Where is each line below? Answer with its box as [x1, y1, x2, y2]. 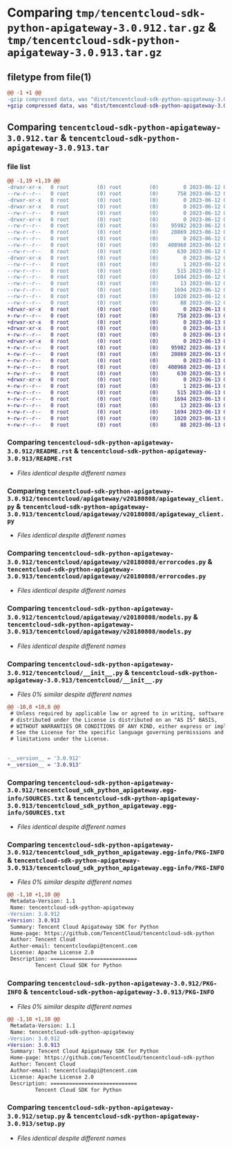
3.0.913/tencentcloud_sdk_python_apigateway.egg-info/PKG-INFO [7, 864, 224, 872]
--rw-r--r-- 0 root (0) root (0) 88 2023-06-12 [7, 299, 221, 306]
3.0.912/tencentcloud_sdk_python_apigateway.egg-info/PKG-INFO [7, 848, 224, 856]
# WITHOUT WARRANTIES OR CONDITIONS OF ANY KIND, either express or [10, 723, 212, 729]
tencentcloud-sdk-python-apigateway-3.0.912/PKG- [47, 979, 217, 988]
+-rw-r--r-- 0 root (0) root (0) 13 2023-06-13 [7, 402, 221, 409]
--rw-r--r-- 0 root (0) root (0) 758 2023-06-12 [7, 190, 221, 197]
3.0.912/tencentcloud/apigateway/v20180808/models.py [7, 613, 192, 622]
